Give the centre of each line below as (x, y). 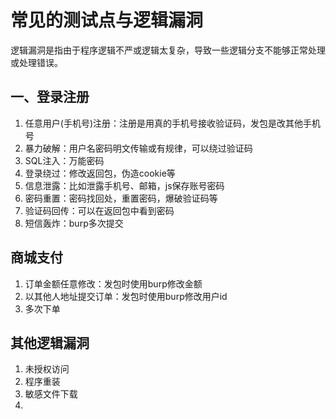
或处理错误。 (36, 62)
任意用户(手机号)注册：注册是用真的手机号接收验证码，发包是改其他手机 (173, 123)
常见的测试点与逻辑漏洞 (107, 20)
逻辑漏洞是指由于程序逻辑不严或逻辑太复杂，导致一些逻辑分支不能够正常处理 (168, 50)
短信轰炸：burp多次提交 (74, 223)
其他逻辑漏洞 (50, 342)
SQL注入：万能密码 (64, 160)
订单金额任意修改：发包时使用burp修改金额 (113, 283)
